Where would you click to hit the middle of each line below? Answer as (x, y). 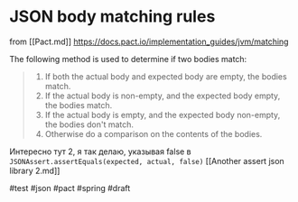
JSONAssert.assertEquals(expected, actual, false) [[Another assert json (147, 161)
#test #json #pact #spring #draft (70, 188)
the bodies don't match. (89, 124)
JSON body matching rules (112, 17)
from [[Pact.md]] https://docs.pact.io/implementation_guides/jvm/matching (149, 41)
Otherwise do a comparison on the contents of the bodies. (154, 133)
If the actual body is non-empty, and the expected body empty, (163, 96)
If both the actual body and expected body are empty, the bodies (166, 76)
